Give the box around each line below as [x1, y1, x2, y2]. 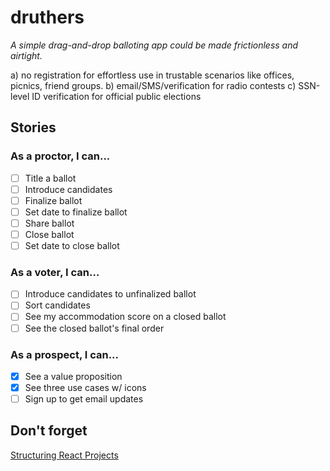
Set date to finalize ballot [24, 206, 128, 218]
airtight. [10, 49, 43, 61]
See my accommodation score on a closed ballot [24, 311, 227, 323]
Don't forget [10, 422, 88, 440]
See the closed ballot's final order [24, 322, 165, 334]
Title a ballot [24, 172, 77, 184]
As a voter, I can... [10, 265, 100, 279]
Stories [10, 119, 57, 136]
